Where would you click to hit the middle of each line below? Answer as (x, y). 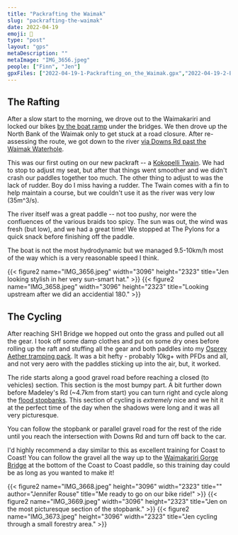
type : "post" (27, 40)
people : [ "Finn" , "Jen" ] (44, 67)
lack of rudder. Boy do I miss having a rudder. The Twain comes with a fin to (118, 186)
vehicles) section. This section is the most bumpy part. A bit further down (114, 385)
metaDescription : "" (38, 54)
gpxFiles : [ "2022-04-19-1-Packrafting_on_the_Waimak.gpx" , (96, 73)
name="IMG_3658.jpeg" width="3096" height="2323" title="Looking (108, 287)
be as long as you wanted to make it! (61, 473)
